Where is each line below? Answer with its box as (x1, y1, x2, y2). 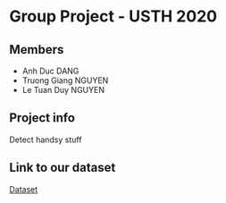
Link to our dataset (9, 160, 116, 175)
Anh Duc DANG (21, 65, 80, 76)
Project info (9, 110, 76, 126)
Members (9, 42, 64, 57)
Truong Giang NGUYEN (21, 75, 109, 86)
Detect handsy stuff (9, 134, 82, 145)
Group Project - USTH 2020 (9, 6, 217, 27)
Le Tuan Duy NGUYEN (21, 85, 105, 95)
